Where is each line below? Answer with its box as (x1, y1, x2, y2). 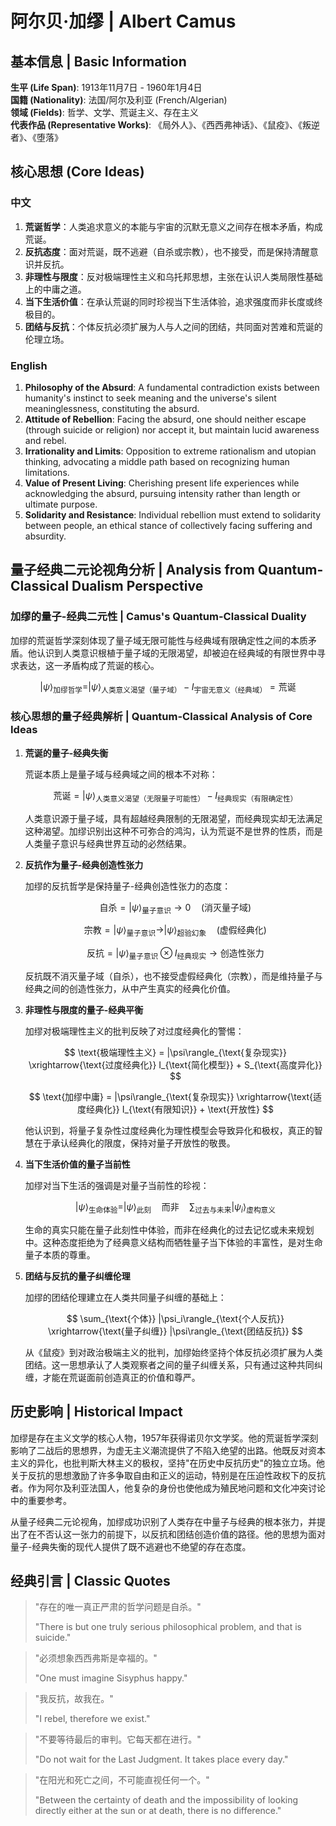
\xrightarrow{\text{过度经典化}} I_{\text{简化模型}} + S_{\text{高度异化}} (28, 1058, 323, 1071)
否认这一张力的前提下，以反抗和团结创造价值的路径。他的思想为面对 (44, 1528, 326, 1540)
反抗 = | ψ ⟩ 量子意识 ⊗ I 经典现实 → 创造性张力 (86, 947, 265, 961)
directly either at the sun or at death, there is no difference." (34, 1805, 282, 1817)
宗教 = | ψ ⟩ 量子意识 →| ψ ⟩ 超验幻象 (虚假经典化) (83, 924, 267, 939)
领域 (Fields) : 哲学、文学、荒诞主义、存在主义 (10, 107, 199, 118)
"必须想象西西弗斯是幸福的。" (34, 1652, 158, 1664)
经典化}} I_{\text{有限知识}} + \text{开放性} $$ (85, 1103, 274, 1115)
